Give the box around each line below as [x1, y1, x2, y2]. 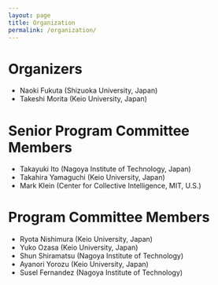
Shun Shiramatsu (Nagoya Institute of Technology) [19, 251, 184, 261]
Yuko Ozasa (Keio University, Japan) [19, 243, 139, 252]
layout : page [8, 11, 51, 20]
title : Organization [8, 19, 76, 27]
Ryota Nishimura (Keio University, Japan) [19, 235, 153, 244]
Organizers [8, 60, 83, 78]
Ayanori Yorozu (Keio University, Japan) [19, 260, 150, 269]
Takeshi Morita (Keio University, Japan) [19, 94, 148, 104]
